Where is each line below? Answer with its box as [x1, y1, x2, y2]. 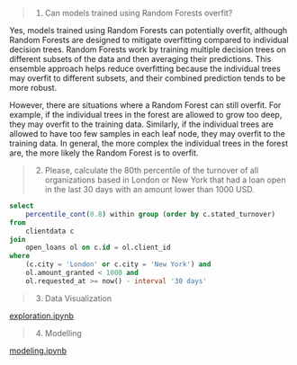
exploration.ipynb [9, 310, 75, 321]
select [9, 201, 34, 210]
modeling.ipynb [9, 345, 67, 356]
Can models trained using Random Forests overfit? [44, 8, 233, 18]
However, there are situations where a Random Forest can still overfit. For [9, 100, 282, 111]
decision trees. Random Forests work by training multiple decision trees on [9, 44, 286, 55]
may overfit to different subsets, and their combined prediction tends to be [9, 73, 286, 84]
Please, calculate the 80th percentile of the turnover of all [44, 165, 259, 175]
